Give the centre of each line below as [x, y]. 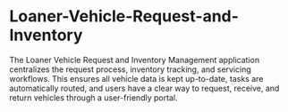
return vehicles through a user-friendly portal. [93, 97]
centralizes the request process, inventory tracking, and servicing [131, 69]
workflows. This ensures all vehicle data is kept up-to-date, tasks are [136, 78]
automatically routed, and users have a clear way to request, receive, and [144, 88]
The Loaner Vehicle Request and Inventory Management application [135, 60]
